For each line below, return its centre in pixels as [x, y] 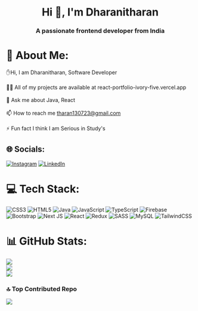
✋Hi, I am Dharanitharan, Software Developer [62, 73]
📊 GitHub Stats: [47, 241]
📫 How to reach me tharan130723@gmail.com [64, 113]
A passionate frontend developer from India [100, 31]
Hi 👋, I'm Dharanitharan [100, 12]
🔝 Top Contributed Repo [42, 289]
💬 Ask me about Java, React [41, 100]
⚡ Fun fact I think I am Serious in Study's [56, 128]
